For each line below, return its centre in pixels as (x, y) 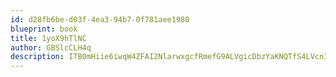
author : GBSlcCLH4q (51, 47)
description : (37, 57)
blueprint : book (44, 29)
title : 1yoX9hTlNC (48, 38)
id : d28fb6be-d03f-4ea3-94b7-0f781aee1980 (100, 19)
